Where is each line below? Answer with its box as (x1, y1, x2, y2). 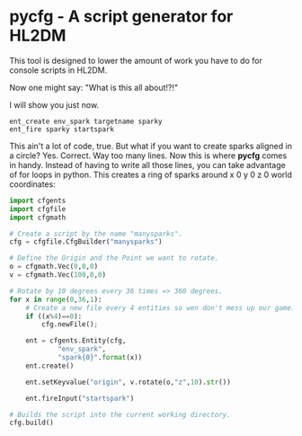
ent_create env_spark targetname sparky (9, 117, 164, 126)
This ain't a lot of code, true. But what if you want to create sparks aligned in (9, 140, 292, 151)
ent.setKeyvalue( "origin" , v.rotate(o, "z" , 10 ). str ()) (25, 378, 231, 387)
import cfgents (9, 196, 67, 205)
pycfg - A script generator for (9, 6, 234, 27)
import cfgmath (9, 213, 67, 222)
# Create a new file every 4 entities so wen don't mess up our (25, 303, 271, 312)
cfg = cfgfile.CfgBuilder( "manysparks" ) (9, 237, 164, 246)
